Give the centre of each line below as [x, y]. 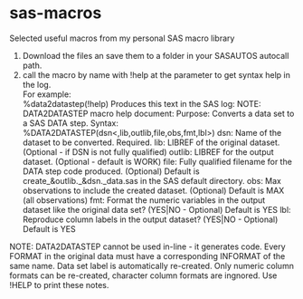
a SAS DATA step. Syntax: [71, 123]
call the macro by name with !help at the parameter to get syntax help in [156, 74]
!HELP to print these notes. [59, 285]
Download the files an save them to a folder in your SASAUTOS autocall [156, 55]
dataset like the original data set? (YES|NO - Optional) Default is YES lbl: [156, 209]
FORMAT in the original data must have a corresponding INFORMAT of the [147, 256]
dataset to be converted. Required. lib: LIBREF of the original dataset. [151, 142]
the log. [37, 84]
